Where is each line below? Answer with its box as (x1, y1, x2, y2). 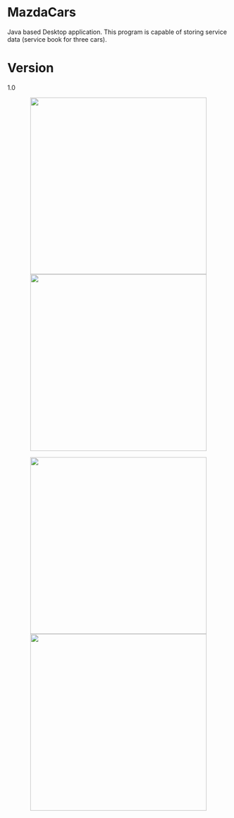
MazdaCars (7, 4, 76, 21)
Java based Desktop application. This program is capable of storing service (7, 28, 228, 36)
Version (7, 60, 54, 76)
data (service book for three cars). (7, 35, 107, 43)
